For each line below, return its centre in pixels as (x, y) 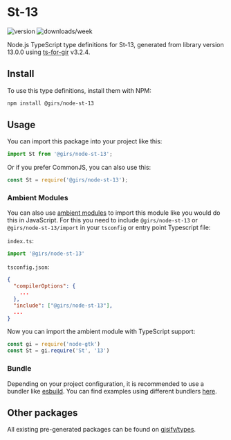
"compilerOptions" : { (45, 286)
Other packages (43, 413)
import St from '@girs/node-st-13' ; (60, 154)
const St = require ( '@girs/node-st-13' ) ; (68, 180)
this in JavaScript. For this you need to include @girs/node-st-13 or (103, 220)
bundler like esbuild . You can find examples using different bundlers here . (112, 391)
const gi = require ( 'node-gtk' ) (54, 344)
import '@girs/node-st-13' (46, 254)
